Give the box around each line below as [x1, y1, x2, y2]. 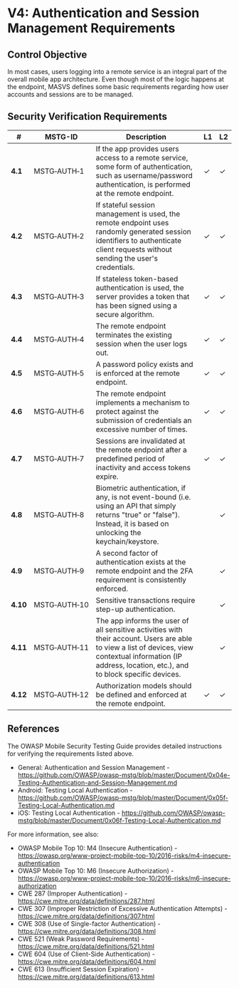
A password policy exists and [95, 359, 193, 369]
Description [125, 132, 167, 142]
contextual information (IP [95, 651, 183, 661]
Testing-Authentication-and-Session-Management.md [17, 778, 178, 786]
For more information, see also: [7, 830, 99, 838]
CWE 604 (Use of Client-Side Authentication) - [17, 950, 155, 958]
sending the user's [95, 253, 159, 263]
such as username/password [95, 170, 193, 180]
